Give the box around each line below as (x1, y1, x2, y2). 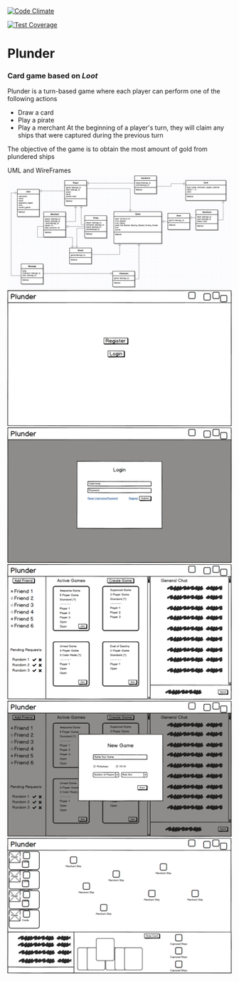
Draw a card (17, 108, 54, 117)
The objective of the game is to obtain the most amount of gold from (7, 145, 208, 153)
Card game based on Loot (7, 71, 98, 81)
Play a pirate (17, 116, 55, 125)
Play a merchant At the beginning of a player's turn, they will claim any (17, 123, 224, 132)
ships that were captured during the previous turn (17, 131, 164, 140)
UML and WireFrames (7, 166, 71, 175)
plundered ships (7, 152, 55, 161)
